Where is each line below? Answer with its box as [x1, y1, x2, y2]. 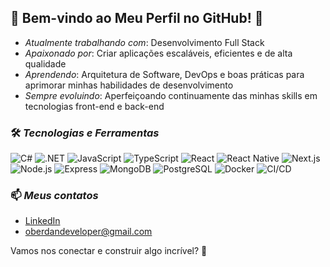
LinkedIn [24, 215, 61, 227]
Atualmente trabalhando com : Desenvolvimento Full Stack [24, 36, 265, 48]
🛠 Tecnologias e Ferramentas [10, 126, 160, 140]
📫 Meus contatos [10, 189, 99, 203]
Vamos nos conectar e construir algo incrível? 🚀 [10, 245, 208, 257]
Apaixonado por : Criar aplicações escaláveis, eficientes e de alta [24, 47, 293, 59]
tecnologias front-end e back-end [24, 100, 165, 112]
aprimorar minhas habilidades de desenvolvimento [24, 79, 234, 91]
